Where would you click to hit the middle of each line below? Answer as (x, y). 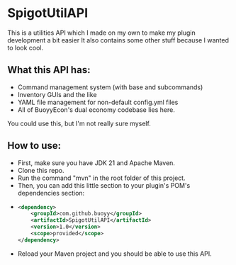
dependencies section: (51, 193)
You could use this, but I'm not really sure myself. (79, 123)
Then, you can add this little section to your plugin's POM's (104, 185)
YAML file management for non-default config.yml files (98, 102)
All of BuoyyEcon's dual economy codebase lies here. (96, 109)
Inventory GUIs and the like (57, 94)
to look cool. (26, 47)
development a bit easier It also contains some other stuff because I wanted (118, 40)
